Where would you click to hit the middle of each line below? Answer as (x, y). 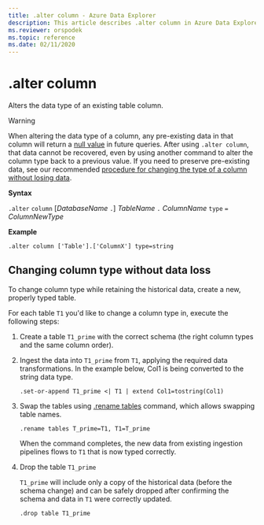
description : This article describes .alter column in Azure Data (119, 23)
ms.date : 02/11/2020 (42, 45)
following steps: (34, 321)
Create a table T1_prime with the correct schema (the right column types (136, 336)
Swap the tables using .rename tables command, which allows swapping (137, 405)
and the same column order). (66, 345)
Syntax (20, 193)
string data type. (46, 377)
